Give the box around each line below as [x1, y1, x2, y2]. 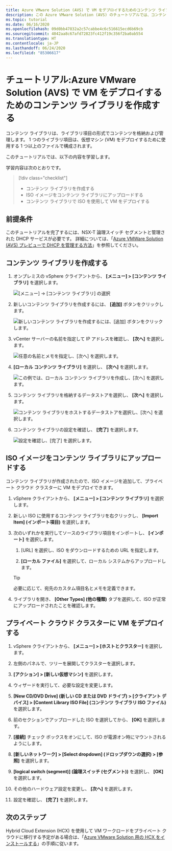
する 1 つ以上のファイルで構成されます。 [10, 143, 95, 149]
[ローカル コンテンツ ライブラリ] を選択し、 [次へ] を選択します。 [13, 364, 151, 370]
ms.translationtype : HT [6, 36, 57, 41]
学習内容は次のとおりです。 [6, 165, 64, 171]
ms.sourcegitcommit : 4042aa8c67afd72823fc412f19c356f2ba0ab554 [6, 31, 143, 36]
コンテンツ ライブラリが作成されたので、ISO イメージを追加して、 [6, 478, 145, 484]
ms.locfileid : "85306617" [6, 50, 61, 55]
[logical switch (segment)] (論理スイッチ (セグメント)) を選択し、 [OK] [13, 768, 164, 774]
